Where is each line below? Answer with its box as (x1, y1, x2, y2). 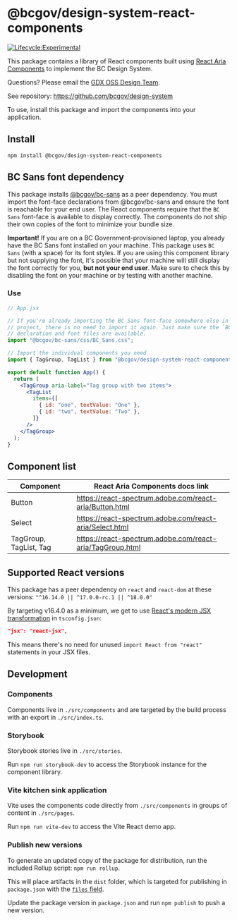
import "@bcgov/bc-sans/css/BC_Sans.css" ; (7, 337, 134, 344)
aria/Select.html (76, 522, 129, 532)
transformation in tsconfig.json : (7, 614, 102, 622)
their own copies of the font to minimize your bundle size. (7, 220, 175, 228)
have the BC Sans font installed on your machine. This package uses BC (7, 241, 215, 250)
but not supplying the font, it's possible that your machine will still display (7, 256, 220, 264)
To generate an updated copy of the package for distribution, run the (7, 856, 207, 864)
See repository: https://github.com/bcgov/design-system (7, 92, 174, 100)
